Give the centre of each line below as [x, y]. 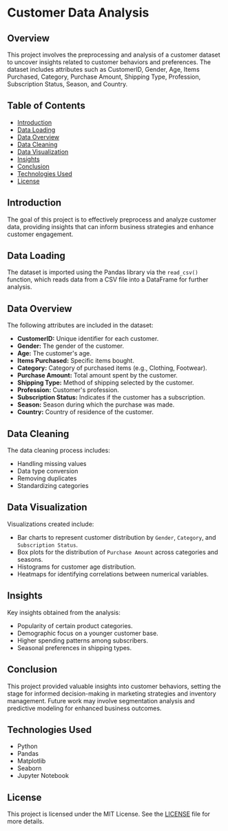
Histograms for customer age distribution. [76, 567]
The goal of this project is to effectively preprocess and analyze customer [112, 219]
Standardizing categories [53, 486]
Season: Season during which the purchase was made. [96, 404]
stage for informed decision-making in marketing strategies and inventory [112, 693]
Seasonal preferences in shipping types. [74, 647]
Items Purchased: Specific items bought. [75, 361]
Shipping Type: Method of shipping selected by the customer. [105, 383]
